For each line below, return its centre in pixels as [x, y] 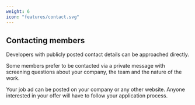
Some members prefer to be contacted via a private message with [86, 66]
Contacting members [46, 41]
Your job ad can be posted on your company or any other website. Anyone [95, 90]
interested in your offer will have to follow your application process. [87, 96]
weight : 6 [18, 11]
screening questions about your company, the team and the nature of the [94, 72]
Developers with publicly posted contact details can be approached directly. [98, 55]
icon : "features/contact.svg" [43, 17]
